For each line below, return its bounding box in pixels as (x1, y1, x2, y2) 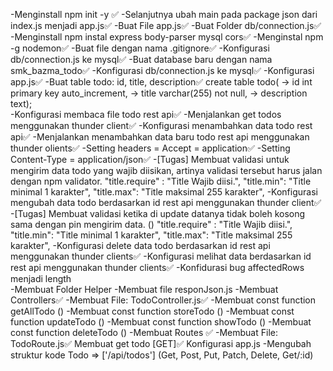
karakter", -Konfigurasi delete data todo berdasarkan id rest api (10, 240, 271, 251)
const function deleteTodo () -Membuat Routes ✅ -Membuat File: (10, 327, 278, 338)
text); (10, 98, 33, 109)
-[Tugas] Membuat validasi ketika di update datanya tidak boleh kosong (10, 208, 306, 219)
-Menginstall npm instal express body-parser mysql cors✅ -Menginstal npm (10, 31, 324, 43)
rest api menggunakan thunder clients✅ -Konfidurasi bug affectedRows (10, 262, 305, 273)
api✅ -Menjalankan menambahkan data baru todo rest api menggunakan (10, 131, 310, 143)
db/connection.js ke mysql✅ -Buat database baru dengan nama (10, 54, 273, 65)
